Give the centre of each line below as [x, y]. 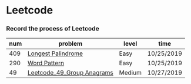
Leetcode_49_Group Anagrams [70, 73]
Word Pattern [46, 63]
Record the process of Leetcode [53, 29]
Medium [130, 73]
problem [71, 43]
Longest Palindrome [55, 53]
